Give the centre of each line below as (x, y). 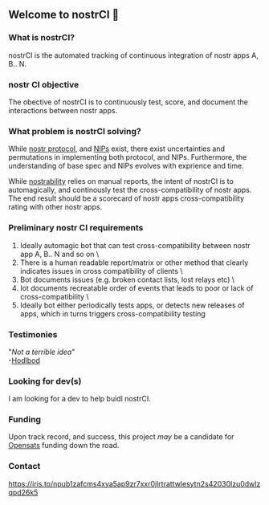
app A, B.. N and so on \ (59, 254)
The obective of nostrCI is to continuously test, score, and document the (128, 102)
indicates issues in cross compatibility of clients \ (101, 271)
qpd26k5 (23, 492)
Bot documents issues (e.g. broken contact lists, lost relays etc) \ (127, 279)
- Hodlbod (24, 360)
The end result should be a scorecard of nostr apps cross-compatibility (126, 198)
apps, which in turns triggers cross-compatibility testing (113, 313)
